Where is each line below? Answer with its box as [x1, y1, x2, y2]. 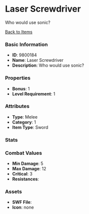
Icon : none [12, 204, 34, 210]
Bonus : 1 [12, 86, 30, 91]
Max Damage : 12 [12, 166, 46, 172]
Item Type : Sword [12, 124, 49, 130]
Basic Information [5, 41, 48, 48]
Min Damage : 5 [12, 160, 44, 166]
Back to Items [5, 29, 33, 35]
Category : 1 [12, 119, 36, 125]
